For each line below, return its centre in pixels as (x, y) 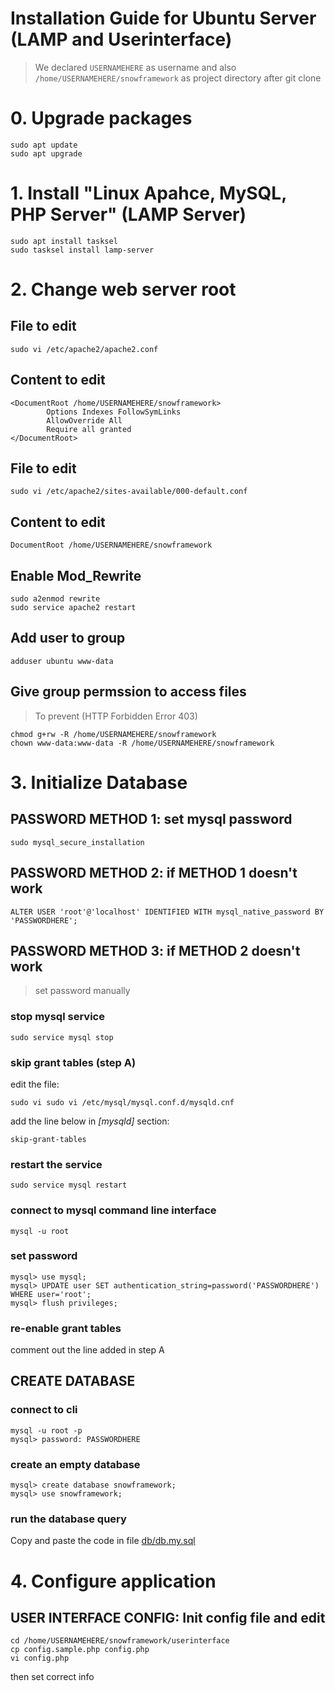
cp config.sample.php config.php (80, 1650)
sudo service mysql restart (69, 1185)
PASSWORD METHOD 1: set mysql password (151, 819)
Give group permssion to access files (128, 692)
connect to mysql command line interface (113, 1210)
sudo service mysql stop (62, 1037)
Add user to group (68, 638)
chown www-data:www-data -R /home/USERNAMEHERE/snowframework (142, 743)
